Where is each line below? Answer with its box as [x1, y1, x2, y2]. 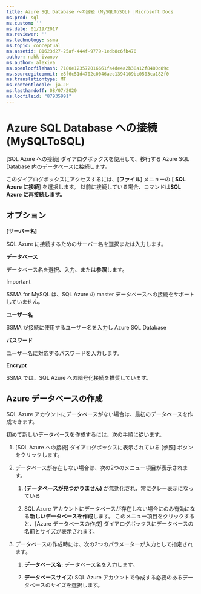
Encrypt [6, 361, 27, 369]
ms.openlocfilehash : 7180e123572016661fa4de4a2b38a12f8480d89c [6, 65, 170, 71]
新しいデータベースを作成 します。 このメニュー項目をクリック [29, 512, 185, 520]
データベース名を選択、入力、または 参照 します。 [6, 266, 128, 273]
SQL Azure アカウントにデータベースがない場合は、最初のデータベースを [6, 411, 188, 418]
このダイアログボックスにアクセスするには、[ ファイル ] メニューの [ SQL [6, 175, 186, 183]
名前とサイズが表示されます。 [24, 527, 98, 535]
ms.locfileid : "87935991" [6, 93, 71, 99]
